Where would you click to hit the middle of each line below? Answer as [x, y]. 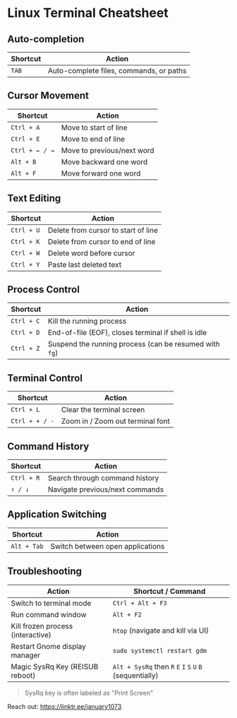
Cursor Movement [48, 96]
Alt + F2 [127, 614]
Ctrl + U [25, 230]
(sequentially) [135, 675]
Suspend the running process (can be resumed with [134, 344]
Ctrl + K [25, 242]
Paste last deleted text [85, 264]
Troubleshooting [45, 572]
